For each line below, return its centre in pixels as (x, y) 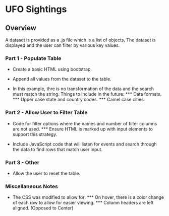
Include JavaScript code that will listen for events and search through (85, 144)
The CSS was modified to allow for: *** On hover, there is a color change (88, 197)
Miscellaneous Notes (32, 186)
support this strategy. (35, 134)
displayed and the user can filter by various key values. (63, 45)
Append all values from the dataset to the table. (62, 79)
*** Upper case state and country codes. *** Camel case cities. (79, 100)
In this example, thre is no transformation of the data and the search (83, 89)
